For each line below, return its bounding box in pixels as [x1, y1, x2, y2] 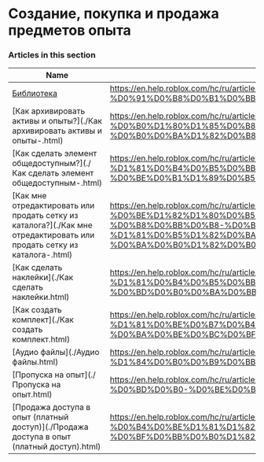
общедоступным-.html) [12, 178, 103, 189]
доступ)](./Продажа [12, 422, 89, 433]
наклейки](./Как [12, 272, 74, 283]
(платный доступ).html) [12, 442, 101, 453]
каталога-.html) [12, 249, 73, 261]
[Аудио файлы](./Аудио [12, 347, 100, 358]
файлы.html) [12, 357, 59, 368]
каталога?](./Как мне [12, 220, 93, 231]
